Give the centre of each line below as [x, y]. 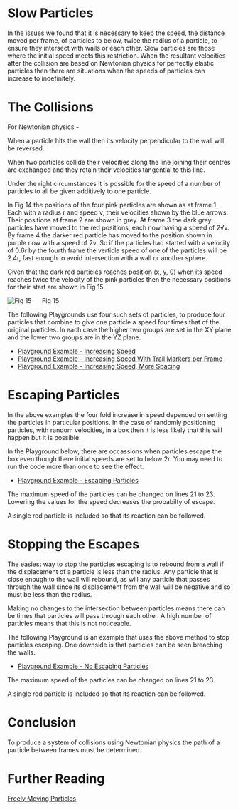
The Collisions [50, 107]
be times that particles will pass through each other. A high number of [109, 615]
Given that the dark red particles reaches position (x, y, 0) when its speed [115, 272]
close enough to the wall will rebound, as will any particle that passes [109, 579]
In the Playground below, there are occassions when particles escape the [115, 451]
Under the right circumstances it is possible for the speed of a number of [114, 183]
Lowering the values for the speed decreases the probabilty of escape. [111, 501]
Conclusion [42, 722]
